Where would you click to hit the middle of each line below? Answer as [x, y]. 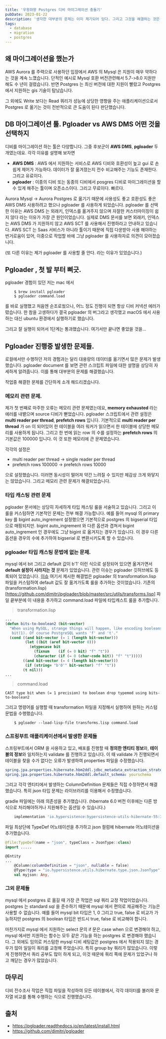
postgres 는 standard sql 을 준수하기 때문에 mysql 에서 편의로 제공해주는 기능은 [83, 906]
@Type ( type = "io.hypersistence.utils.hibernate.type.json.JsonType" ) [88, 870]
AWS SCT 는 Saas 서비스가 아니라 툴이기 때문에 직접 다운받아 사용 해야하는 [84, 229]
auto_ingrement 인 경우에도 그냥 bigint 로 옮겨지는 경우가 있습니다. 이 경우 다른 [82, 532]
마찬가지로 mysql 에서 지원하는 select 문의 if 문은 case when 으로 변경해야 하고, [83, 929]
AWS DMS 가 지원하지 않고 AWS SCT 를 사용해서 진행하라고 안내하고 [77, 223]
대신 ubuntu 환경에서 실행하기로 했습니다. [54, 319]
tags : [11, 24]
